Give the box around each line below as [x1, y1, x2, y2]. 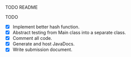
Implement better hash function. [12, 24, 80, 30]
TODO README [5, 5, 38, 10]
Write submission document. [12, 46, 72, 52]
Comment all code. [12, 35, 52, 41]
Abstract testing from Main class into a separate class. [12, 30, 126, 36]
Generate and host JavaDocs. [12, 41, 75, 47]
